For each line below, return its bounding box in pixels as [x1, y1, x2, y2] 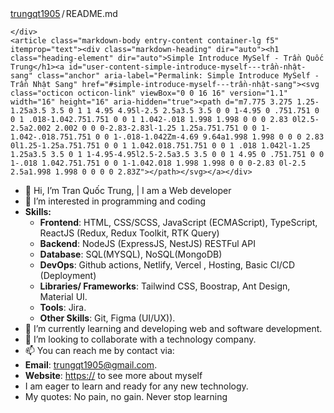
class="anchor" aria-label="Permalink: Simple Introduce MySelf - [36, 71, 320, 81]
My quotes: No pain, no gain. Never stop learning [24, 391, 228, 402]
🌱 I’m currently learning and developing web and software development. [24, 323, 323, 334]
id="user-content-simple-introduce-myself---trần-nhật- [68, 62, 307, 72]
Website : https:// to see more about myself [24, 370, 203, 381]
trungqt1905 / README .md [10, 8, 118, 19]
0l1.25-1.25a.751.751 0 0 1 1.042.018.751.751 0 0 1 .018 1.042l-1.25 [10, 141, 311, 151]
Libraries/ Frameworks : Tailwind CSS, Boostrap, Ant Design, [39, 280, 291, 292]
